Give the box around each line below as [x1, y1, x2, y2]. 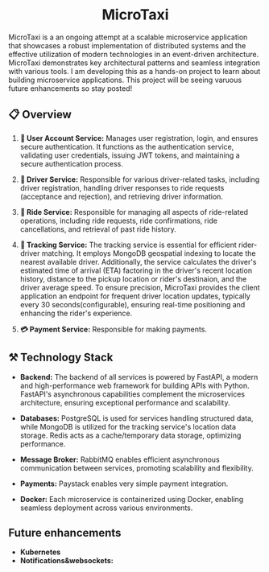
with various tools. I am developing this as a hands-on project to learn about [8, 66, 261, 76]
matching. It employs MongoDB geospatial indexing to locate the [41, 248, 256, 258]
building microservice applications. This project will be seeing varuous [8, 75, 242, 84]
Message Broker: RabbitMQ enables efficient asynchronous [19, 455, 220, 464]
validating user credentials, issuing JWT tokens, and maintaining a [19, 150, 240, 160]
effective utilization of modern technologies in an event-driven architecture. [8, 49, 259, 59]
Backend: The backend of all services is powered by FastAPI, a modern [19, 372, 259, 381]
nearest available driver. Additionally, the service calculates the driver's [19, 257, 257, 266]
